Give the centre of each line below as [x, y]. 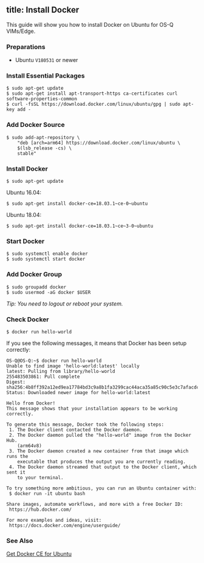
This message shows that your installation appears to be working [92, 408]
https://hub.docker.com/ [40, 510]
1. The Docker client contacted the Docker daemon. [76, 430]
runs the [17, 456]
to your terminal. [40, 477]
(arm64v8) [30, 446]
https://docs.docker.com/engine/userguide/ [65, 525]
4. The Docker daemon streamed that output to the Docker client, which [103, 467]
